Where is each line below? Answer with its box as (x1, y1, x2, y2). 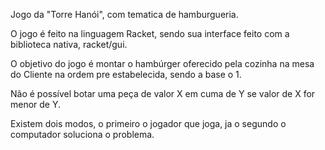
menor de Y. (10, 99, 62, 110)
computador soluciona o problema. (10, 129, 155, 140)
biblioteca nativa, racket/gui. (10, 39, 128, 50)
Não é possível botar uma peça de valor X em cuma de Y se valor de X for (10, 88, 316, 99)
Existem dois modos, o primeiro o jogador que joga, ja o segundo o (10, 118, 287, 129)
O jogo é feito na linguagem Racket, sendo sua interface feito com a (10, 28, 290, 39)
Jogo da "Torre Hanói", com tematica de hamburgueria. (10, 9, 239, 20)
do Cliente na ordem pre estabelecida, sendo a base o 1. (10, 69, 242, 80)
